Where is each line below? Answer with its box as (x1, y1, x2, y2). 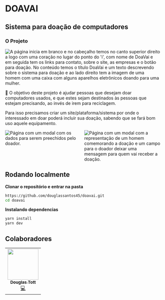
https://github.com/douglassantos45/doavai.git (5, 193, 105, 198)
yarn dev (5, 221, 23, 226)
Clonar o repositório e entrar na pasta (5, 183, 84, 189)
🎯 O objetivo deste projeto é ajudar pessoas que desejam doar (5, 89, 132, 95)
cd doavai (5, 198, 26, 203)
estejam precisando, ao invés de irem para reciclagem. (5, 100, 116, 106)
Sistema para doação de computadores (5, 23, 129, 31)
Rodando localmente (5, 171, 70, 179)
